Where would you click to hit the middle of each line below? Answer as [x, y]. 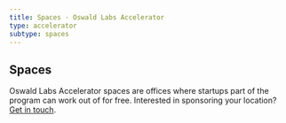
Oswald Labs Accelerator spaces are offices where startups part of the [139, 91]
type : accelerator [43, 26]
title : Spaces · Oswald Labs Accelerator [87, 17]
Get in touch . [33, 110]
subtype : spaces [39, 34]
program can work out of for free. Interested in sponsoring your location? [143, 100]
